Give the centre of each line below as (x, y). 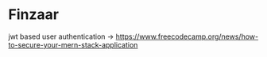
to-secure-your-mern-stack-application (73, 44)
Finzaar (34, 15)
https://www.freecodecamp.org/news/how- (187, 36)
